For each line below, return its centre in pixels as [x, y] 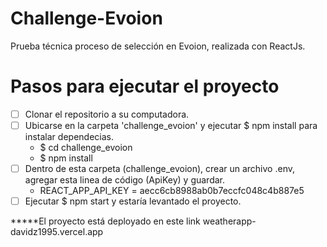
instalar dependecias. [69, 136]
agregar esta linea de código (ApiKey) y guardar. [125, 180]
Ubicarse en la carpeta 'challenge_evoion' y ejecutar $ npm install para [171, 125]
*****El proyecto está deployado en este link [105, 221]
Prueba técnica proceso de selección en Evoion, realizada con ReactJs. [158, 46]
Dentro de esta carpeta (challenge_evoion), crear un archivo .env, [159, 168]
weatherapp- [229, 221]
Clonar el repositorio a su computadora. [107, 114]
